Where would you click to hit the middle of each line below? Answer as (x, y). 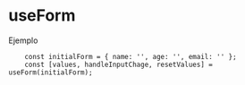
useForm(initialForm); (51, 72)
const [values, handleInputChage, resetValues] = (119, 64)
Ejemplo (23, 40)
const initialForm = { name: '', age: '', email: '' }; (131, 56)
